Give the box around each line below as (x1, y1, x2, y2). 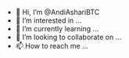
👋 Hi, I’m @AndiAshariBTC (15, 8, 100, 16)
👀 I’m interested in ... (15, 16, 82, 25)
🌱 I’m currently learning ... (15, 24, 99, 33)
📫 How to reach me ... (15, 42, 88, 50)
